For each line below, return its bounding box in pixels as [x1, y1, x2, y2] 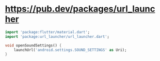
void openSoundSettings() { [5, 43, 62, 48]
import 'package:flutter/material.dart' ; [5, 30, 90, 34]
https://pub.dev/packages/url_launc [5, 3, 155, 15]
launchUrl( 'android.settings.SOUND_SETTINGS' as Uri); [14, 47, 127, 52]
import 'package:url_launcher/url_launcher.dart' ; [5, 34, 110, 39]
